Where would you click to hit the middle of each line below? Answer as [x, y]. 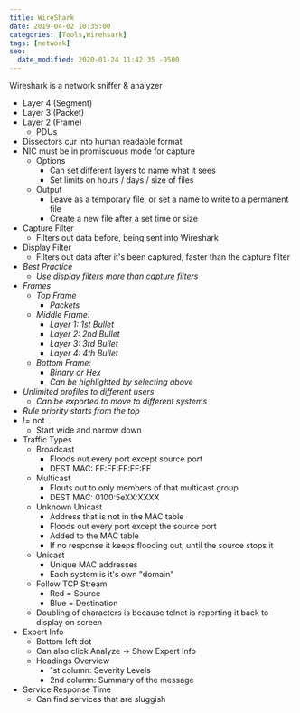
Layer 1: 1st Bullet [82, 324]
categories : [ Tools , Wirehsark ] [68, 34]
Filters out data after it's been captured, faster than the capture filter [163, 257]
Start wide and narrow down [89, 430]
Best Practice [47, 266]
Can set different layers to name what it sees [133, 170]
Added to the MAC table [94, 536]
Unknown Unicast [69, 507]
